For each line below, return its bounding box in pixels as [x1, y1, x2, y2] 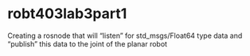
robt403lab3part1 [7, 5, 127, 23]
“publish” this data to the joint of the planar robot [7, 39, 168, 48]
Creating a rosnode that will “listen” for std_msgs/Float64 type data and [7, 31, 243, 40]
